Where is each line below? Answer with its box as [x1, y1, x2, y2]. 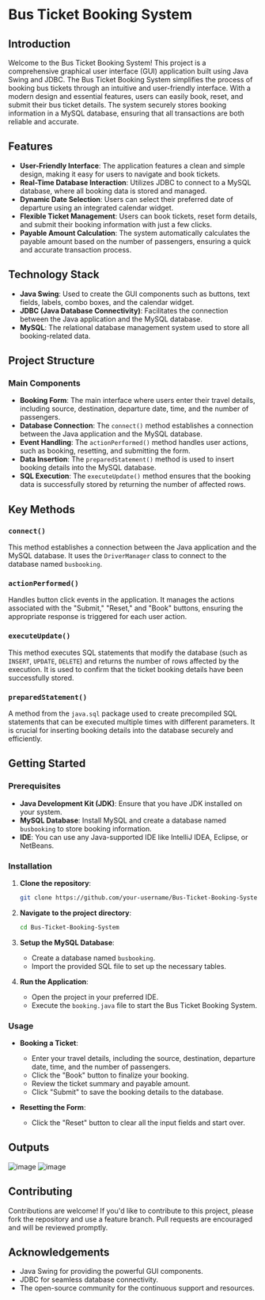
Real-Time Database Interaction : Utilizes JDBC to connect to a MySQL [19, 177, 252, 187]
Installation [8, 861, 53, 872]
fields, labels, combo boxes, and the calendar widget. [19, 297, 195, 306]
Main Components [8, 378, 81, 389]
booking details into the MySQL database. [19, 463, 157, 473]
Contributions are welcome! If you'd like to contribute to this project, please [8, 1206, 254, 1215]
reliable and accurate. [8, 117, 79, 126]
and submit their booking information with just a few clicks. [19, 219, 212, 229]
